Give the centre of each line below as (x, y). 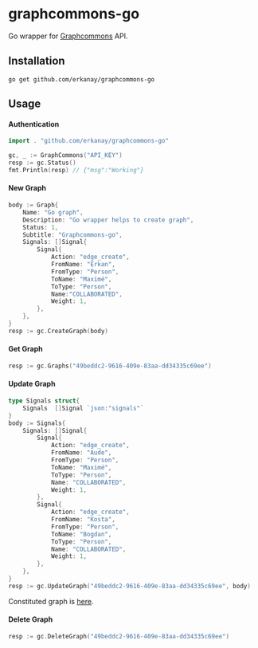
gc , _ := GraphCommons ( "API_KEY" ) (66, 155)
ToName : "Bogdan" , (81, 534)
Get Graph (25, 349)
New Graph (27, 188)
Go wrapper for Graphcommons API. (68, 36)
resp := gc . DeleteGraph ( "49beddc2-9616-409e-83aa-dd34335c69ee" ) (119, 637)
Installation (37, 61)
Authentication (34, 124)
